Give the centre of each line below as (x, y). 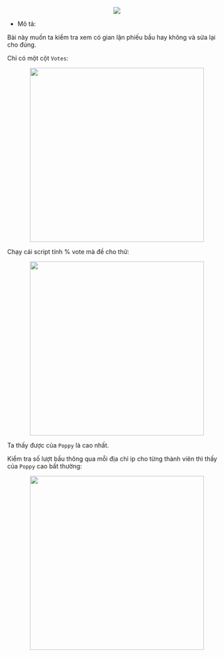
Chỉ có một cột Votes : (38, 58)
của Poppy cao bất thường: (45, 466)
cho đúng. (22, 45)
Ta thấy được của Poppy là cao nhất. (58, 445)
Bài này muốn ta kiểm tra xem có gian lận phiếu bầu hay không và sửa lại (111, 37)
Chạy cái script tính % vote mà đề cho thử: (69, 252)
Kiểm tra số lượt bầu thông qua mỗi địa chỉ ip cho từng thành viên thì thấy (112, 459)
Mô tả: (26, 24)
